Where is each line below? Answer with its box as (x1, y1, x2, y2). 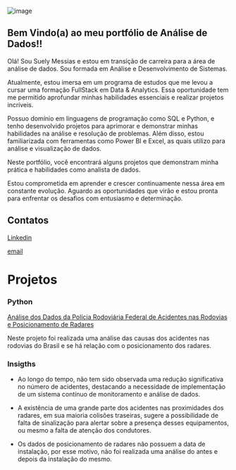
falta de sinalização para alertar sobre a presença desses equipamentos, (17, 418, 229, 427)
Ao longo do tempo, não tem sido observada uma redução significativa (17, 375, 224, 384)
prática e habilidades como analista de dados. (7, 165, 141, 174)
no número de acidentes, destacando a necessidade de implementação (17, 382, 226, 391)
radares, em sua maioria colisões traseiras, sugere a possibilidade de (17, 411, 218, 420)
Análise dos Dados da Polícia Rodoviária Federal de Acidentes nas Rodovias (7, 313, 228, 321)
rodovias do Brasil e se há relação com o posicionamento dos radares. (7, 342, 211, 350)
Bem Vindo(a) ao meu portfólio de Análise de (7, 27, 208, 39)
